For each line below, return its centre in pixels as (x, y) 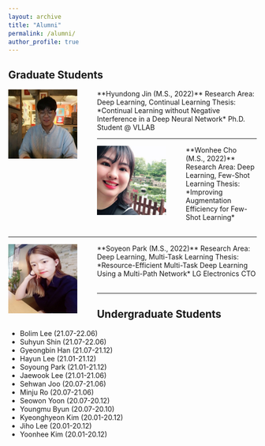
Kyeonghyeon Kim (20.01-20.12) (71, 417)
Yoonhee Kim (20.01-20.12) (63, 434)
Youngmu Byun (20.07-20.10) (67, 409)
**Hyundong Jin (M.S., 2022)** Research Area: (176, 94)
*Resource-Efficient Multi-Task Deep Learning (173, 266)
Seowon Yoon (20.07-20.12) (65, 400)
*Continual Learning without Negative (159, 111)
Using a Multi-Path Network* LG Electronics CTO (177, 274)
